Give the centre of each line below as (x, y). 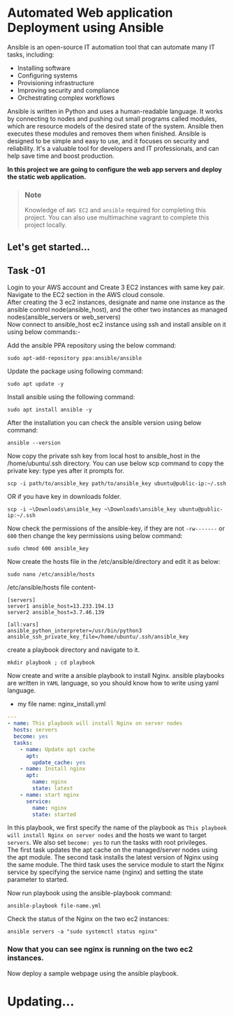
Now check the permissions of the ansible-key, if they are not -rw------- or (116, 528)
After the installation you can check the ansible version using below (104, 423)
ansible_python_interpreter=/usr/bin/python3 (74, 631)
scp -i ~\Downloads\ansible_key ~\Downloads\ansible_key (92, 509)
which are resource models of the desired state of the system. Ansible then (116, 126)
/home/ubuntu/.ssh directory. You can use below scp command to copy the (116, 463)
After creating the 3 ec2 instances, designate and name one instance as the (116, 303)
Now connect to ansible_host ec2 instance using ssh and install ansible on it (117, 325)
